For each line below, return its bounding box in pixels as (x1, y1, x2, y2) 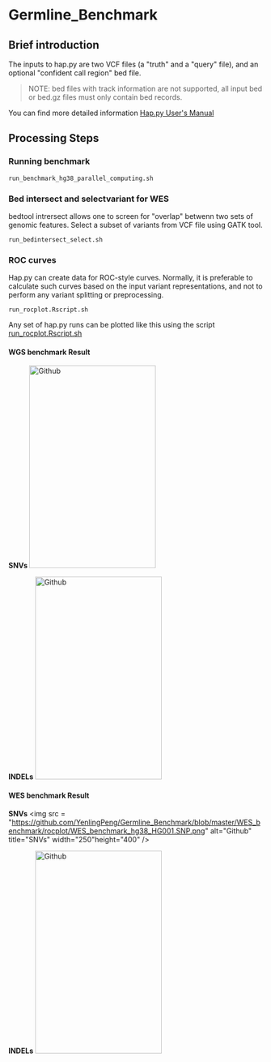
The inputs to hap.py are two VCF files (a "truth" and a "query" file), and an (8, 59, 259, 69)
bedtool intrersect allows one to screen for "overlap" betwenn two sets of (8, 211, 253, 221)
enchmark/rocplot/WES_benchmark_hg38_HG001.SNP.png (8, 825, 205, 836)
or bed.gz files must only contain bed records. (28, 92, 183, 102)
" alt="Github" (205, 825, 252, 836)
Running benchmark (8, 156, 91, 167)
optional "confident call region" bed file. (8, 68, 142, 78)
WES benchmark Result (8, 790, 90, 800)
